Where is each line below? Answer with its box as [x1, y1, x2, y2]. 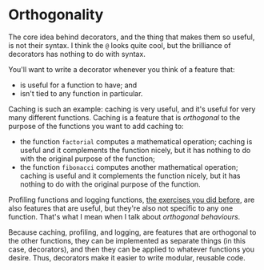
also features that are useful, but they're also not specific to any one [8, 203, 234, 213]
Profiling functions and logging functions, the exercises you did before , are [8, 195, 255, 204]
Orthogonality [8, 6, 104, 24]
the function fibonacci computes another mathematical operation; [19, 162, 238, 171]
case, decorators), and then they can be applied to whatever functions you [8, 244, 254, 254]
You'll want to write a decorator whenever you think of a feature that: [8, 64, 235, 74]
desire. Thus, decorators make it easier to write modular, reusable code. [8, 252, 246, 262]
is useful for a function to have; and [19, 80, 138, 90]
